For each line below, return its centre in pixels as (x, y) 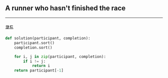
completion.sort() (33, 47)
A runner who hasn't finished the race (65, 8)
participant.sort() (34, 43)
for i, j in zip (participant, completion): (60, 56)
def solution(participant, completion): (48, 38)
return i (41, 66)
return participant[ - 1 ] (39, 70)
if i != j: (34, 61)
